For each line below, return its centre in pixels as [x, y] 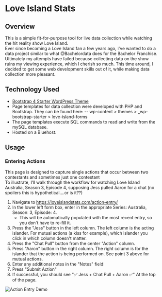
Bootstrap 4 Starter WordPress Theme [50, 101]
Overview [20, 26]
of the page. [24, 280]
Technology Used [32, 90]
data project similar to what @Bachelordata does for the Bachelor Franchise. [81, 53]
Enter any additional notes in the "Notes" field [58, 264]
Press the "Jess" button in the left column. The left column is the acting [83, 228]
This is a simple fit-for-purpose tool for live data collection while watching [79, 38]
